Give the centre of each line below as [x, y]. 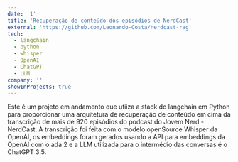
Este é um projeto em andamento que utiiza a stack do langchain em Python [119, 107]
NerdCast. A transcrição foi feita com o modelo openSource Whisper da [113, 129]
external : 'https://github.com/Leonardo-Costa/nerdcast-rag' [100, 27]
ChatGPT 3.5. [27, 152]
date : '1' [22, 14]
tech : [15, 34]
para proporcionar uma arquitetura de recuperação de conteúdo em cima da [119, 114]
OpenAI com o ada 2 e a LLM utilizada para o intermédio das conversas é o [117, 145]
